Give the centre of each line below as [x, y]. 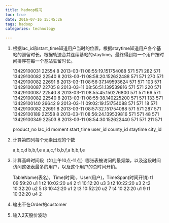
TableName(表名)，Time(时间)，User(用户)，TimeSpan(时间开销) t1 [83, 177]
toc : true [16, 15]
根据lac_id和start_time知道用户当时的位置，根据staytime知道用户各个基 [87, 48]
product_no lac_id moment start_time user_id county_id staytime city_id [87, 129]
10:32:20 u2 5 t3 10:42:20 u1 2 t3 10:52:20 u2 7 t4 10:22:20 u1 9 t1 [81, 189]
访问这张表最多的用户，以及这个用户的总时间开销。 [66, 167]
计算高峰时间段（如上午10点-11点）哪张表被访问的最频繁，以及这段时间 [87, 161]
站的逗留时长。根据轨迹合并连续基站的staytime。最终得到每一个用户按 [86, 55]
